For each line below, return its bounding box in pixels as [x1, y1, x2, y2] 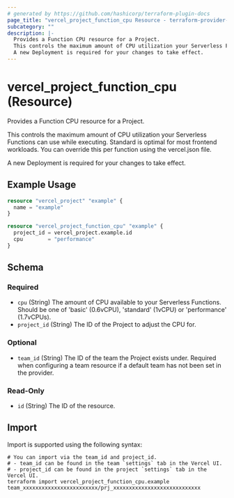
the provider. [17, 368, 54, 377]
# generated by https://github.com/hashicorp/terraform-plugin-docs [7, 10, 210, 17]
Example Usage [7, 179, 77, 191]
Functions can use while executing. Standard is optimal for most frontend [7, 137, 217, 146]
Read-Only [7, 386, 45, 396]
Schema [7, 262, 44, 274]
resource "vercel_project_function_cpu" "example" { [7, 223, 164, 230]
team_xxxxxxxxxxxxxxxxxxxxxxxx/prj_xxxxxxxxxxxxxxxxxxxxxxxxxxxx [7, 484, 201, 491]
